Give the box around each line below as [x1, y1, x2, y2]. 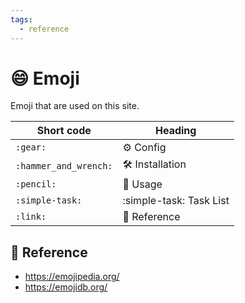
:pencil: [15, 179, 57, 190]
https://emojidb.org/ [24, 281, 108, 293]
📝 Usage [122, 177, 163, 191]
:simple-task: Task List [122, 194, 230, 208]
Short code [36, 124, 92, 138]
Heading [154, 124, 197, 138]
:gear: [15, 142, 47, 153]
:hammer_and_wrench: [15, 160, 113, 171]
